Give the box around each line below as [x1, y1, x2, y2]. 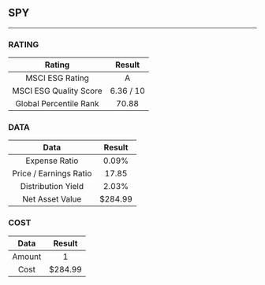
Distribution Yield [20, 181, 84, 192]
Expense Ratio [25, 155, 79, 166]
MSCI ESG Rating [24, 72, 89, 83]
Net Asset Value [22, 194, 82, 205]
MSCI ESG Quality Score [12, 86, 103, 97]
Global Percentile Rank [15, 98, 100, 109]
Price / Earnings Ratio [12, 168, 92, 180]
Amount [12, 251, 42, 262]
